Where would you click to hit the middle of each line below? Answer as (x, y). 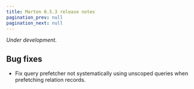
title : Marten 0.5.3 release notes (51, 12)
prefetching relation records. (50, 80)
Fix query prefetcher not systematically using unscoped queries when (102, 73)
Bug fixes (24, 59)
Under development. (32, 40)
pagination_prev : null (35, 17)
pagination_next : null (35, 23)
